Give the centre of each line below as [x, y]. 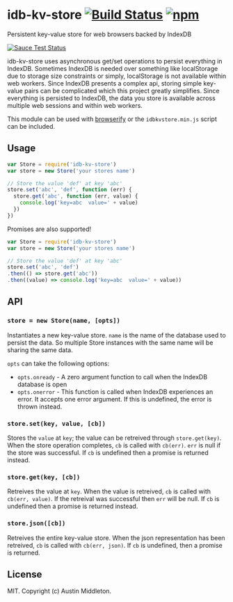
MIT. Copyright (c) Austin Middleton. [59, 591]
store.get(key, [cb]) [44, 477]
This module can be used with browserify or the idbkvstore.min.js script [112, 119]
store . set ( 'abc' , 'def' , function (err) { [70, 190]
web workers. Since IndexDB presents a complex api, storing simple [105, 83]
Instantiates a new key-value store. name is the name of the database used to [116, 335]
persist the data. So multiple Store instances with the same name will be [110, 342]
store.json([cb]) [37, 523]
